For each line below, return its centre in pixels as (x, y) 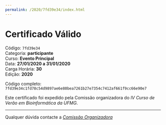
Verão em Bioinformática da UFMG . (41, 103)
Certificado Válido (43, 34)
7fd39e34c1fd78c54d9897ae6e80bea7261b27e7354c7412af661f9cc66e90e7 (76, 88)
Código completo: (23, 83)
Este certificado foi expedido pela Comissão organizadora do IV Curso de (80, 97)
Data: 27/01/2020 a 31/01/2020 (38, 63)
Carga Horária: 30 (23, 69)
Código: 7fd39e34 (23, 48)
